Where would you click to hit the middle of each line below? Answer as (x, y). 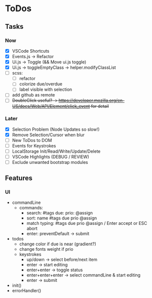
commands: (31, 207)
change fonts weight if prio (46, 249)
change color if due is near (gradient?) (58, 244)
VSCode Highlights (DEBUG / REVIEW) (51, 157)
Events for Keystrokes (34, 146)
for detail (100, 106)
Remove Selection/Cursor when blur (48, 135)
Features (19, 178)
